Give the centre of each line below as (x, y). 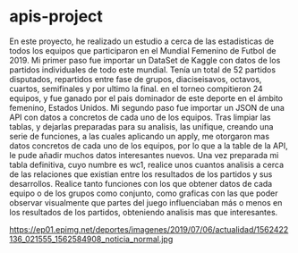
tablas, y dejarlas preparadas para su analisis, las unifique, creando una (141, 126)
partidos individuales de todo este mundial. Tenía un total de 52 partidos (142, 70)
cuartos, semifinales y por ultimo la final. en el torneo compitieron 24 (136, 89)
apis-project (56, 17)
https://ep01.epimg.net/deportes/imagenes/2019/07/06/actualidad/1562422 (149, 229)
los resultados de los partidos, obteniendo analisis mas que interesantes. (144, 212)
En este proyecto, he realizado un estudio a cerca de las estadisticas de (142, 41)
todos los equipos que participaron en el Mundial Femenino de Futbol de (143, 50)
